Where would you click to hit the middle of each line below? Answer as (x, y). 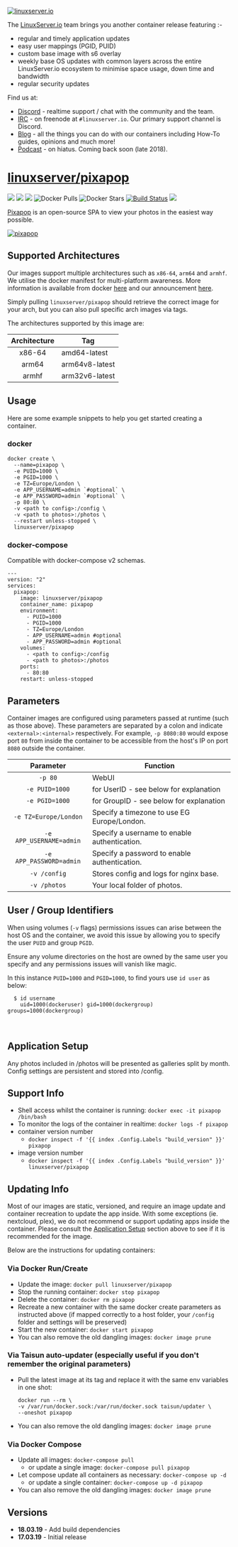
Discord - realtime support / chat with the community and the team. (116, 111)
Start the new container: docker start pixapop (85, 1330)
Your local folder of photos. (137, 885)
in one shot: (35, 1387)
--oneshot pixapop (45, 1413)
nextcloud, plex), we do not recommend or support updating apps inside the (119, 1222)
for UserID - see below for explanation (156, 789)
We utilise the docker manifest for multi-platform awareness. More (104, 280)
